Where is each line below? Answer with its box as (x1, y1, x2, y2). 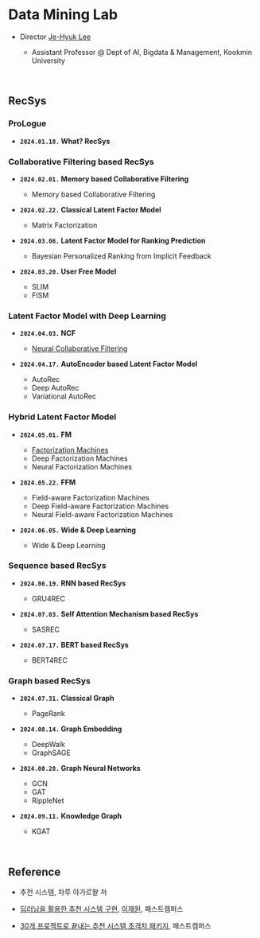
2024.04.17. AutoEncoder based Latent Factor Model (19, 360, 198, 369)
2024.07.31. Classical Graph (19, 694, 114, 703)
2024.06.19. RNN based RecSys (19, 578, 126, 588)
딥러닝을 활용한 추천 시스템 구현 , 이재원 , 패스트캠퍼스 (19, 904, 184, 913)
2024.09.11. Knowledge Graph (19, 812, 122, 821)
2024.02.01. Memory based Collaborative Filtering (19, 173, 189, 184)
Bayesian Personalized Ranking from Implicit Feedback (31, 251, 212, 260)
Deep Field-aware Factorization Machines (31, 501, 169, 511)
